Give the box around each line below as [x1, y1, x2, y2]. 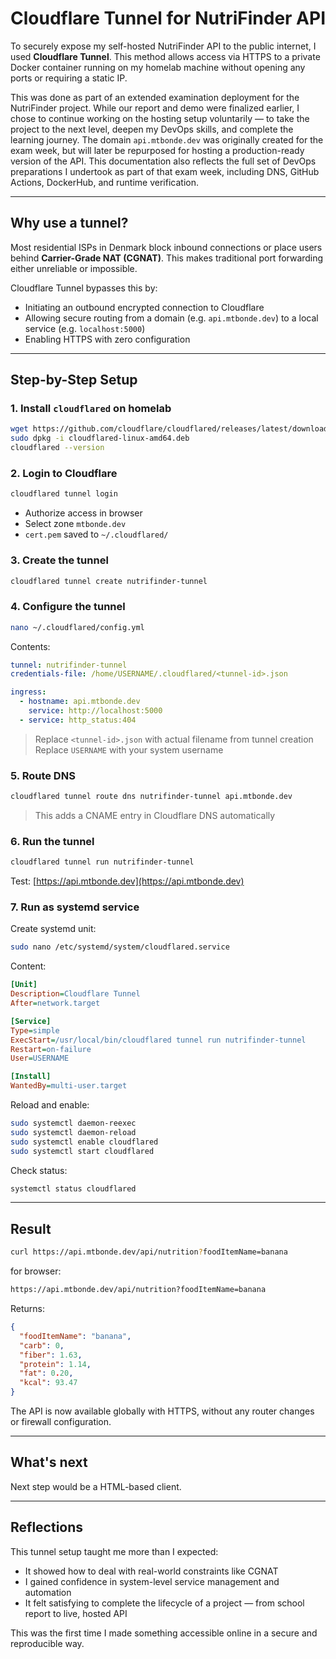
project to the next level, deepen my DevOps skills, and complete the [10, 123, 294, 135]
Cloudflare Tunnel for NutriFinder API [10, 7, 326, 30]
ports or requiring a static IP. [10, 72, 128, 84]
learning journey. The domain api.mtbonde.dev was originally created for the [10, 133, 324, 146]
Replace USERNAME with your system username [34, 743, 224, 756]
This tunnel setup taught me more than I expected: [10, 1545, 219, 1557]
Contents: [10, 640, 51, 652]
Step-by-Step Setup [10, 372, 138, 389]
